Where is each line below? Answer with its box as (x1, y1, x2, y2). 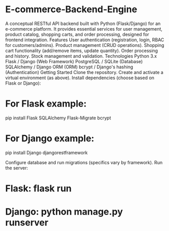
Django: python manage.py (5, 206, 123, 218)
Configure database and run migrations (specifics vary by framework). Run (5, 159, 163, 165)
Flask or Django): (5, 80, 41, 86)
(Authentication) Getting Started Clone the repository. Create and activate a (5, 69, 164, 75)
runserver (5, 217, 48, 228)
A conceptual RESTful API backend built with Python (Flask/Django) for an (5, 20, 161, 27)
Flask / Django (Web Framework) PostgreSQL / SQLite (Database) (5, 58, 143, 64)
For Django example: (5, 133, 95, 144)
